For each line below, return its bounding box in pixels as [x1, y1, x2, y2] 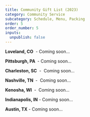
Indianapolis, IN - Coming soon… [5, 96, 73, 102]
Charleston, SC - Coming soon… [5, 67, 75, 73]
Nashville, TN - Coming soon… [5, 77, 71, 83]
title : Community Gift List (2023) [5, 7, 79, 12]
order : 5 [5, 21, 23, 26]
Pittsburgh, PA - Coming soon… [5, 58, 72, 64]
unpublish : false [9, 35, 45, 40]
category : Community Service [5, 12, 65, 17]
